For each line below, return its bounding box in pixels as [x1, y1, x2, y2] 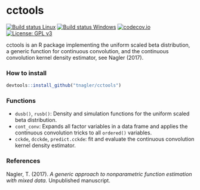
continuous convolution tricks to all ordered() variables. [14, 129, 152, 136]
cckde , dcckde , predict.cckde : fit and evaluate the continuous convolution [14, 136, 195, 143]
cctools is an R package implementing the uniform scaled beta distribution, [6, 41, 190, 48]
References [6, 157, 41, 165]
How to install [6, 69, 47, 77]
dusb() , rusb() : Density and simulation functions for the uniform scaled [14, 110, 190, 117]
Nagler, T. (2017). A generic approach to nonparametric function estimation [6, 170, 192, 177]
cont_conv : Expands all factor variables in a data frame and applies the [14, 123, 188, 130]
